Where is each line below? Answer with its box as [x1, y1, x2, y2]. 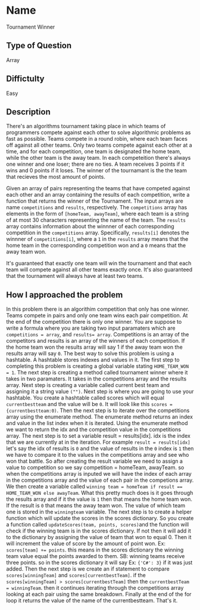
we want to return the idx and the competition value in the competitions [6, 426, 182, 433]
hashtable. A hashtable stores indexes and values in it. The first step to [6, 356, 180, 364]
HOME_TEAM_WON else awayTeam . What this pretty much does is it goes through [6, 490, 193, 497]
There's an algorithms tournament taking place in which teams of [6, 123, 166, 130]
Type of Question [6, 41, 72, 51]
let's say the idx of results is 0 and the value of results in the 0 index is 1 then [6, 445, 194, 452]
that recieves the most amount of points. [6, 174, 105, 181]
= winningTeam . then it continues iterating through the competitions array [6, 584, 184, 592]
